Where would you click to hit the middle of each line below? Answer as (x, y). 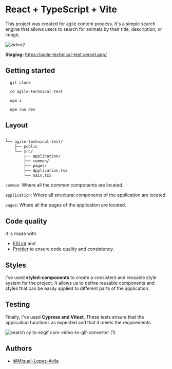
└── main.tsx (38, 175)
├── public (26, 147)
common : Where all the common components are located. (64, 185)
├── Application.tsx (46, 171)
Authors (19, 349)
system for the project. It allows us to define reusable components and (80, 283)
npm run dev (23, 109)
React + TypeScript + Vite (61, 10)
